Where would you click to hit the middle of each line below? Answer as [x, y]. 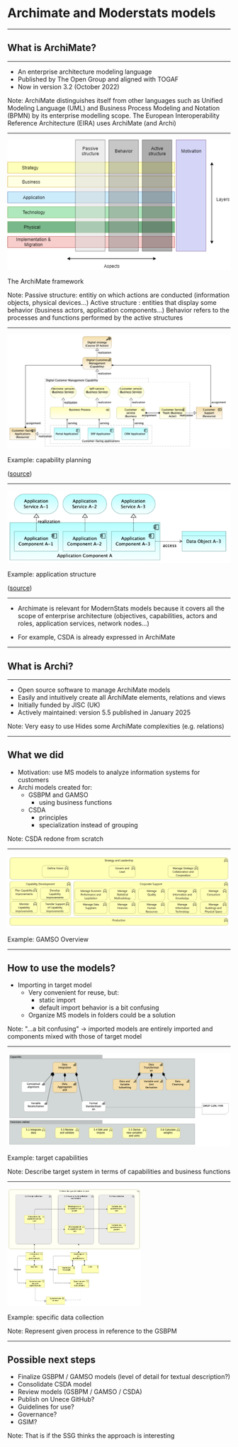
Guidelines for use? [46, 1407]
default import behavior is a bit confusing [99, 1007]
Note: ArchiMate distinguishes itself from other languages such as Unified [115, 100]
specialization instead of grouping [88, 825]
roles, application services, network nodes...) [84, 624]
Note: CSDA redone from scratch [56, 839]
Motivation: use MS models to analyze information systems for [109, 772]
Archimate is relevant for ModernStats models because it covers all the [121, 608]
